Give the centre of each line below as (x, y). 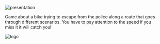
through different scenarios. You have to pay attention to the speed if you (78, 22)
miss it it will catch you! (28, 27)
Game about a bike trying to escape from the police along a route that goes (80, 17)
